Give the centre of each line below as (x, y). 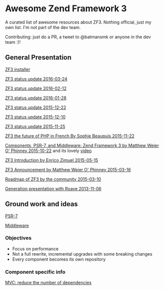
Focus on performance (35, 249)
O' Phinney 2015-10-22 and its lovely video (48, 151)
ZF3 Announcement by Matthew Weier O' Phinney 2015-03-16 (68, 169)
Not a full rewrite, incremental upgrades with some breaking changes (82, 254)
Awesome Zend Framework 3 (66, 9)
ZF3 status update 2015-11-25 (35, 126)
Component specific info (35, 272)
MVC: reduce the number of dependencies (48, 283)
